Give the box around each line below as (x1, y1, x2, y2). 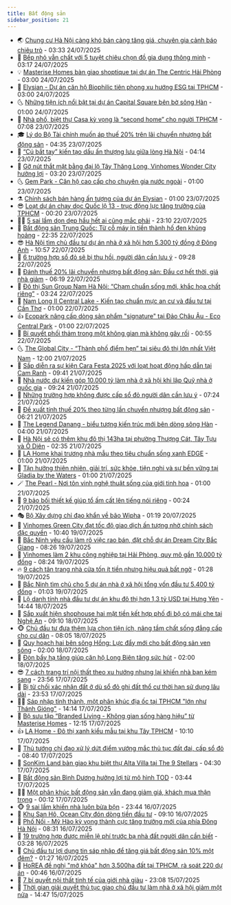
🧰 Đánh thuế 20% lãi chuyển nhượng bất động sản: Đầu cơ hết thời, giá (16, 267, 219, 275)
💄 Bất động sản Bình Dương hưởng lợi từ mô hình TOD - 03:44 (16, 773, 192, 782)
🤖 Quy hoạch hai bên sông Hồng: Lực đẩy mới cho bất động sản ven (16, 638, 211, 647)
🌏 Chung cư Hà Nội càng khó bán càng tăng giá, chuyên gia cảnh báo (16, 36, 218, 44)
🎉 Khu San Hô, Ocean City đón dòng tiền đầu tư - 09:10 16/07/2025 (16, 810, 208, 818)
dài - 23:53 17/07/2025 (16, 689, 82, 698)
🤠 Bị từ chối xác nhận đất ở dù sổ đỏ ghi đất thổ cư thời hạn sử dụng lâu (16, 683, 220, 691)
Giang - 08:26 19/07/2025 (16, 543, 91, 551)
